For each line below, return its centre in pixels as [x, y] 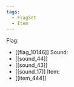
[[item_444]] [31, 78]
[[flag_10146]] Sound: [42, 52]
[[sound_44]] [31, 59]
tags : [13, 12]
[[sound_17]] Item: [37, 72]
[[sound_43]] [31, 65]
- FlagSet [24, 18]
